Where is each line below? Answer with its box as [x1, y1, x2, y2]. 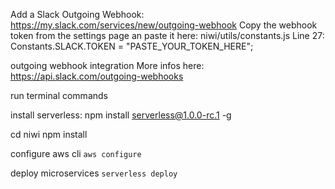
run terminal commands [10, 90, 108, 101]
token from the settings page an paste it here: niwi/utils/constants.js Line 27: [10, 30, 325, 41]
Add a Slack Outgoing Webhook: [10, 9, 145, 20]
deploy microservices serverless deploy [10, 167, 178, 179]
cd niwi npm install [10, 129, 88, 140]
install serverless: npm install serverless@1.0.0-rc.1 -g [10, 109, 232, 121]
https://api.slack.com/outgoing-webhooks [10, 70, 184, 82]
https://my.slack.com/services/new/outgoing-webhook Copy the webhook [10, 19, 318, 31]
